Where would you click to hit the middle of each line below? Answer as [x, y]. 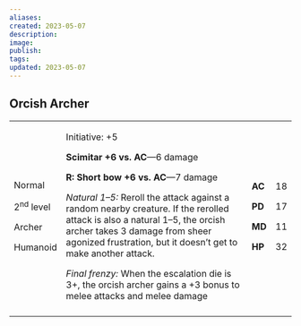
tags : [19, 59]
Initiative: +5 [92, 137]
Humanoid [36, 247]
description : [34, 34]
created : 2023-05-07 [48, 26]
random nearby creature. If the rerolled [148, 209]
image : [21, 43]
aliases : [26, 17]
